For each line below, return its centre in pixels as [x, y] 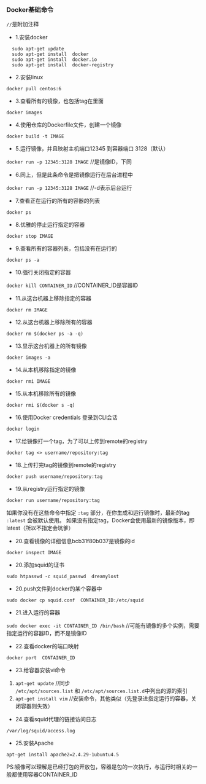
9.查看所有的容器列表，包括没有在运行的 [66, 249]
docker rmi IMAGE [29, 382]
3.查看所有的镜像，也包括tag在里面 [59, 101]
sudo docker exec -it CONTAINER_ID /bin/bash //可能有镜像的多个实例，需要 [103, 625]
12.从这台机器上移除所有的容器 [54, 322]
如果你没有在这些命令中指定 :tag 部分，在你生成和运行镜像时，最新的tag [98, 513]
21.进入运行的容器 [38, 613]
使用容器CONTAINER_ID [47, 775]
